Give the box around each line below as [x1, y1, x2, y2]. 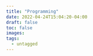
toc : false [6, 24, 33, 31]
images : [6, 30, 25, 36]
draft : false [6, 19, 38, 25]
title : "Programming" [6, 8, 59, 15]
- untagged [11, 41, 38, 47]
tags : [6, 36, 19, 41]
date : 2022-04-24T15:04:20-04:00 [6, 14, 88, 20]
